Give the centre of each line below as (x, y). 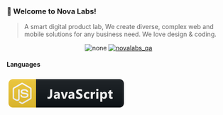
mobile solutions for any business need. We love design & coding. (120, 34)
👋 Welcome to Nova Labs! (51, 11)
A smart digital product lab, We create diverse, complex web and (119, 27)
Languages (23, 64)
